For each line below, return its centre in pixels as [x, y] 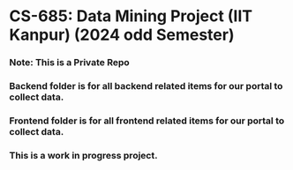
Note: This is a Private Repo [69, 63]
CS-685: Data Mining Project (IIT [131, 16]
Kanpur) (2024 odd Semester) [122, 35]
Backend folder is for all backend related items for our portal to [146, 86]
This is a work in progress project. [83, 155]
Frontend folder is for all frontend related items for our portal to [147, 121]
